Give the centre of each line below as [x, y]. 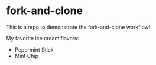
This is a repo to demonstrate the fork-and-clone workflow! [78, 27]
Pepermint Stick [34, 49]
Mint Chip [27, 56]
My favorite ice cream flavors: [43, 38]
